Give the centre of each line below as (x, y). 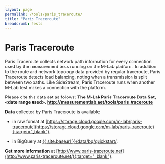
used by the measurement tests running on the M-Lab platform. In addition (81, 66)
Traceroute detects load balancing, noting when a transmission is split (76, 77)
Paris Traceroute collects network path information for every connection (78, 62)
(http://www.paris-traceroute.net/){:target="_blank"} (58, 156)
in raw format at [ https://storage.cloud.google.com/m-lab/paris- (77, 122)
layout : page (18, 10)
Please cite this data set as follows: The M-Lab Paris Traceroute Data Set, (81, 97)
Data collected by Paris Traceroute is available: (53, 112)
